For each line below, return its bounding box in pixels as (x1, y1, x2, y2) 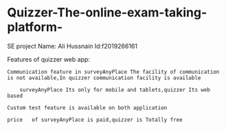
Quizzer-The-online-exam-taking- (7, 5, 207, 21)
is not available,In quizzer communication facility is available (7, 74, 201, 81)
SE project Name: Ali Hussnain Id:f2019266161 (7, 42, 138, 50)
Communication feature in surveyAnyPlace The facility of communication (7, 68, 220, 75)
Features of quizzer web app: (7, 55, 91, 63)
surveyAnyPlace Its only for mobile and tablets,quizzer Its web (19, 86, 211, 93)
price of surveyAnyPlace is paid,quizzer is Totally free (7, 116, 183, 123)
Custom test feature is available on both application (7, 104, 168, 111)
